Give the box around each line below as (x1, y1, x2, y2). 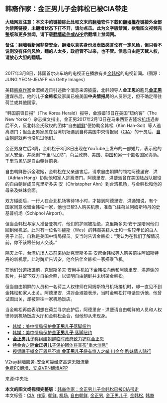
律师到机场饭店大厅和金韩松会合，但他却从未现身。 (5, 312, 110, 318)
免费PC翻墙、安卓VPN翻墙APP (5, 365, 68, 371)
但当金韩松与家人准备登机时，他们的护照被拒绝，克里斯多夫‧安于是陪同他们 (5, 220, 159, 226)
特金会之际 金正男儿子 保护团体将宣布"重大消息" (12, 342, 108, 348)
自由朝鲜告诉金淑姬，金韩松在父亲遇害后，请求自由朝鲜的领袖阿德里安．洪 (5, 168, 158, 174)
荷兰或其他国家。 (5, 99, 40, 105)
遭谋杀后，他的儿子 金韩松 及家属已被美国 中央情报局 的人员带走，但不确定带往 (5, 93, 162, 99)
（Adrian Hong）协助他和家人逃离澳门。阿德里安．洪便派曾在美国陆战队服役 (5, 175, 162, 181)
